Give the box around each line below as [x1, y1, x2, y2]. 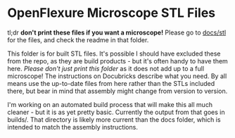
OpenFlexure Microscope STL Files [7, 5, 216, 21]
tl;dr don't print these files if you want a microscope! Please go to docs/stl [7, 28, 227, 37]
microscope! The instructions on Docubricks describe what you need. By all [7, 72, 227, 80]
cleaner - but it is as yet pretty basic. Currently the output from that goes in [7, 108, 225, 116]
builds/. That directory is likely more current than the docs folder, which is [7, 115, 221, 124]
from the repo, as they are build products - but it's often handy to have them [7, 56, 229, 65]
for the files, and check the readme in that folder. [7, 35, 149, 44]
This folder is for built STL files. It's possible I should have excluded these [7, 49, 221, 58]
